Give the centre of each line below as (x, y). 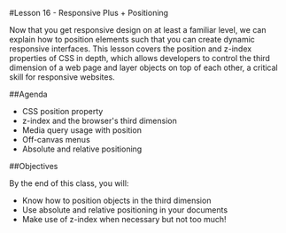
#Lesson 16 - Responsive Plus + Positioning (89, 13)
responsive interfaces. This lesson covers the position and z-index (131, 49)
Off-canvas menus (56, 140)
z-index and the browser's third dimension (99, 120)
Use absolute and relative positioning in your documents (125, 210)
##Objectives (34, 166)
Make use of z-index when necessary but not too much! (124, 219)
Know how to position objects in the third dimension (116, 200)
